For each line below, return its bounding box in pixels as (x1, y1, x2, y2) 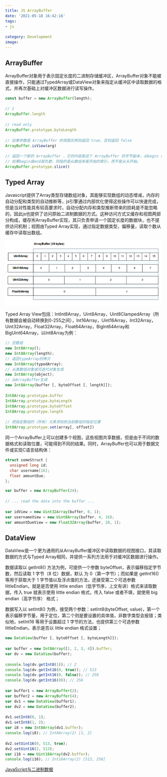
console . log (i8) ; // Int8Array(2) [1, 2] (5, 731, 92, 736)
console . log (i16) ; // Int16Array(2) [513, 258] (5, 757, 106, 762)
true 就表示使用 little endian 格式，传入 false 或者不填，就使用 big (23, 590, 158, 596)
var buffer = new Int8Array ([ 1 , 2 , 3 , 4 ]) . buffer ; (5, 646, 112, 652)
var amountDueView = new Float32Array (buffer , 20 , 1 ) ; (5, 520, 121, 525)
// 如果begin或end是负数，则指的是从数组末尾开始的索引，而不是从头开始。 (5, 159, 141, 164)
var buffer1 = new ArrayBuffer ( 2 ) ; (5, 689, 79, 694)
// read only (5, 122, 32, 127)
